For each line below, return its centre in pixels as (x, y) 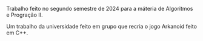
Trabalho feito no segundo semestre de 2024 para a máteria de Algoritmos (100, 9)
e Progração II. (25, 15)
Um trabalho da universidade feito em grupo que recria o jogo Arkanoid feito (101, 26)
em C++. (17, 33)
